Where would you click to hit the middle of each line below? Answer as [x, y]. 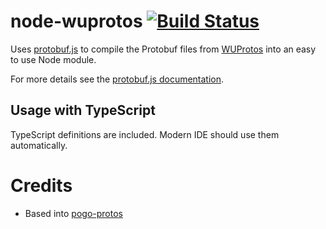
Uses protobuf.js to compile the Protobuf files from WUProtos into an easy [163, 49]
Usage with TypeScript [83, 110]
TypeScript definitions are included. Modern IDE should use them [145, 134]
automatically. [39, 145]
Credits [41, 185]
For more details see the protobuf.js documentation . [117, 79]
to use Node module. [53, 59]
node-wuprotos [76, 21]
